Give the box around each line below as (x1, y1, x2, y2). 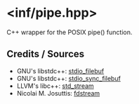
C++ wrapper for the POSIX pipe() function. (6, 28, 133, 36)
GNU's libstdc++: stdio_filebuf (16, 66, 105, 75)
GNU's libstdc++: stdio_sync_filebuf (16, 74, 121, 82)
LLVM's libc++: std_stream (16, 82, 94, 90)
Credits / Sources (6, 48, 85, 60)
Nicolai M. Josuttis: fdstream (16, 89, 100, 97)
